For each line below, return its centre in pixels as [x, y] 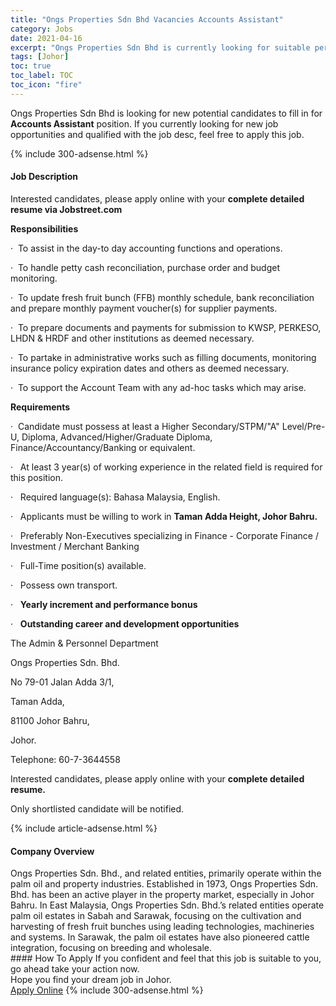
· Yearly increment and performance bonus [104, 604]
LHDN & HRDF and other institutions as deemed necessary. [132, 338]
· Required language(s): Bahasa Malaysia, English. [115, 497]
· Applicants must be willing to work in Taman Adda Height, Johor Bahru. [164, 516]
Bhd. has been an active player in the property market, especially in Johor [162, 895]
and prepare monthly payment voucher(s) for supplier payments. [144, 308]
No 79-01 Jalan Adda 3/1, [62, 682]
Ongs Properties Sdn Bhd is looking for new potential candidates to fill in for [166, 113]
